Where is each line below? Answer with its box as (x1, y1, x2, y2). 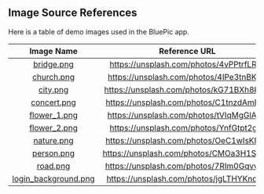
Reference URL (159, 45, 216, 56)
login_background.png (12, 173, 96, 184)
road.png (36, 160, 71, 171)
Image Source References (8, 6, 137, 20)
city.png (38, 84, 69, 95)
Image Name (29, 45, 79, 56)
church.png (32, 71, 75, 82)
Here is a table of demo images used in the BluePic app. (8, 27, 190, 36)
